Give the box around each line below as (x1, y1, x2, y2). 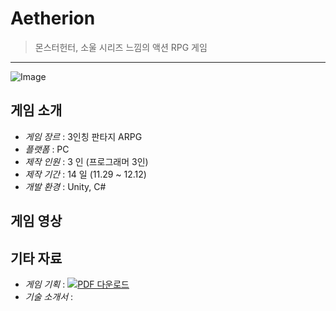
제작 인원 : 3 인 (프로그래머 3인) (24, 155, 149, 167)
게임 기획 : (24, 278, 66, 290)
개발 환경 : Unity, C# (24, 180, 107, 192)
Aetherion (10, 7, 96, 30)
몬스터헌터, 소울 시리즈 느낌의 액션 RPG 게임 (34, 41, 208, 53)
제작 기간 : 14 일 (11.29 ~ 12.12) (24, 168, 147, 180)
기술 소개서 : (24, 290, 74, 302)
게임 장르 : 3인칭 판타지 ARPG (24, 130, 143, 142)
